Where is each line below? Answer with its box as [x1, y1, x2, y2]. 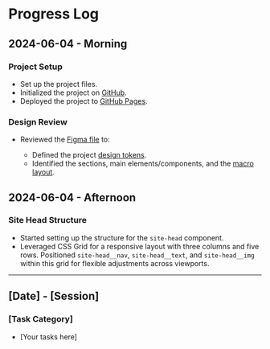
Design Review [8, 116, 68, 127]
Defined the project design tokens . [31, 150, 147, 160]
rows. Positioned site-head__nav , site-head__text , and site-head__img [19, 250, 255, 260]
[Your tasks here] [19, 331, 78, 342]
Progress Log [8, 5, 99, 23]
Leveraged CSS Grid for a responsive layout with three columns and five [19, 241, 260, 251]
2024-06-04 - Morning [8, 37, 128, 51]
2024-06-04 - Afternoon [8, 191, 137, 204]
